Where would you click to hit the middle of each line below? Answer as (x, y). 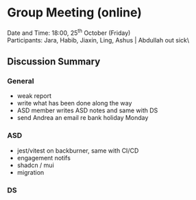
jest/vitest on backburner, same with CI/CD (78, 150)
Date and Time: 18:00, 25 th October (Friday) (69, 32)
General (21, 81)
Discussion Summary (54, 61)
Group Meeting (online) (75, 13)
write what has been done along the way (74, 103)
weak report (34, 96)
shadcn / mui (36, 165)
